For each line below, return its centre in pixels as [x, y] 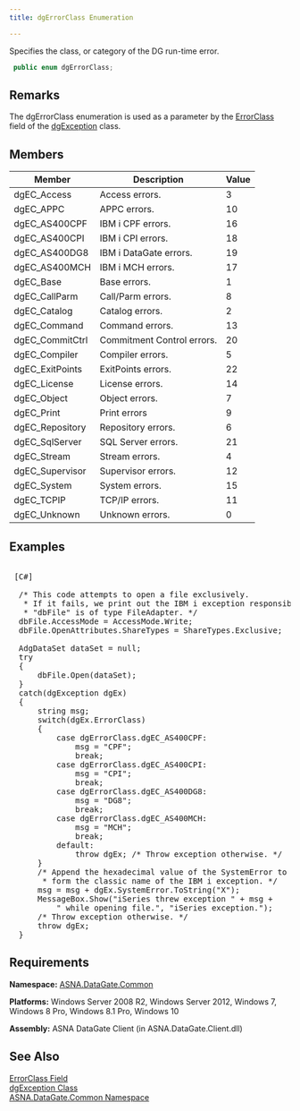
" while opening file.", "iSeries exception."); [165, 908]
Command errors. [137, 326]
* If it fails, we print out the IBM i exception [134, 603]
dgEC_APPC [39, 209]
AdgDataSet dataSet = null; [80, 648]
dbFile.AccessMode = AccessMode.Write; [106, 621]
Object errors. [129, 398]
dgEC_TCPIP [40, 500]
